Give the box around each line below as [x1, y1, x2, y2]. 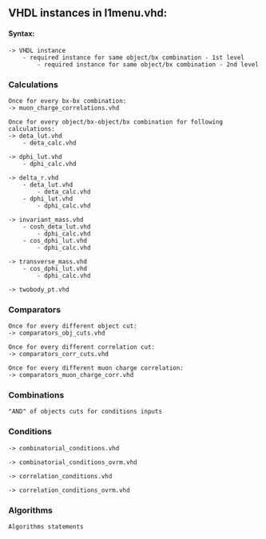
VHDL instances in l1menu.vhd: [8, 6, 168, 20]
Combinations [8, 390, 65, 401]
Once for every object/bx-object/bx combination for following [8, 117, 224, 126]
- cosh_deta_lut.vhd [22, 223, 91, 231]
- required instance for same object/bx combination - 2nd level [37, 60, 260, 69]
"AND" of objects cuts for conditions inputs [8, 407, 162, 416]
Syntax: [8, 28, 35, 38]
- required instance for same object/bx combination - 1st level [22, 54, 245, 61]
